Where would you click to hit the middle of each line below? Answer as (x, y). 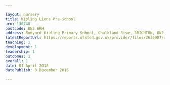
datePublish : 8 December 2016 (37, 70)
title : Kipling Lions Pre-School (40, 19)
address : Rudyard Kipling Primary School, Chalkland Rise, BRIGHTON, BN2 (85, 33)
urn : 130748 (18, 24)
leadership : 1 (20, 52)
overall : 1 (17, 61)
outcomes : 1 (18, 56)
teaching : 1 (18, 42)
